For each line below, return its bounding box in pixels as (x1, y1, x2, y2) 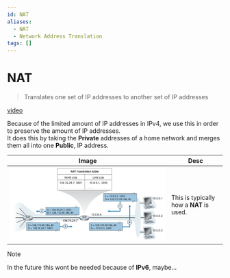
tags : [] (7, 40, 32, 47)
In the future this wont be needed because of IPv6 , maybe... (7, 264, 177, 272)
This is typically (170, 193, 216, 201)
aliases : (7, 18, 32, 25)
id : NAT (7, 11, 29, 18)
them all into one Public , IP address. (7, 141, 110, 150)
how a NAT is (170, 201, 209, 209)
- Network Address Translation (13, 33, 103, 40)
